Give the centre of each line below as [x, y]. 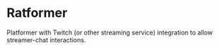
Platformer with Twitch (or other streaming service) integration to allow [110, 32]
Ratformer [37, 13]
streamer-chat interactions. [46, 39]
